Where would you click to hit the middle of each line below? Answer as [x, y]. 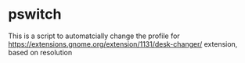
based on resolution [40, 52]
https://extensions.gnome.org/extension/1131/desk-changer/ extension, [123, 44]
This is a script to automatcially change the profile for [94, 36]
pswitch [35, 14]
